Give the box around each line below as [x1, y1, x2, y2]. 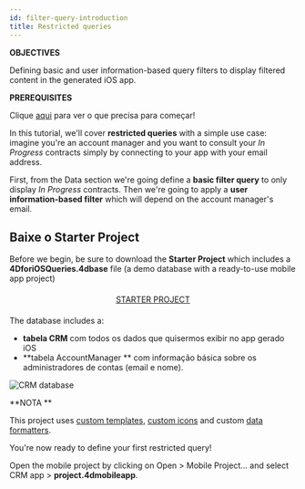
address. [9, 156, 43, 167]
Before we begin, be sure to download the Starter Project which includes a [9, 254, 291, 265]
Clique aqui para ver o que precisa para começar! [9, 109, 196, 120]
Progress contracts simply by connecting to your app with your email [9, 147, 269, 158]
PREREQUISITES [9, 92, 73, 103]
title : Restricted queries [9, 22, 112, 31]
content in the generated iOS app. [9, 74, 137, 85]
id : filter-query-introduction [9, 13, 128, 23]
